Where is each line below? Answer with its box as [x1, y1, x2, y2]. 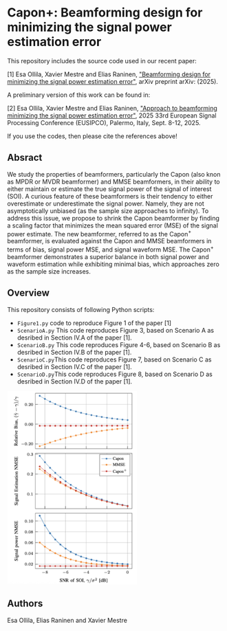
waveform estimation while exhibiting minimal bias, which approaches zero [7, 260, 220, 269]
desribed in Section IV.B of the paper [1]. [17, 348, 132, 356]
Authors [7, 598, 43, 610]
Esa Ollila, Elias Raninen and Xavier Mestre [7, 616, 127, 624]
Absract [7, 152, 43, 164]
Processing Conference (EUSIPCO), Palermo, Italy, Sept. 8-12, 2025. [7, 118, 201, 126]
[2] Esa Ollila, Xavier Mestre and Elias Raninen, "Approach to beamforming [7, 104, 218, 112]
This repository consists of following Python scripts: [7, 305, 155, 313]
